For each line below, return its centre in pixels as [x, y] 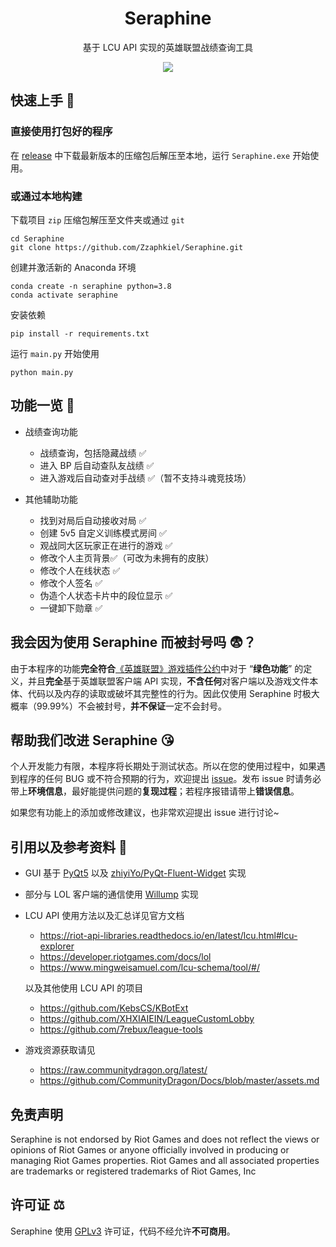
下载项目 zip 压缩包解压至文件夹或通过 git [97, 219]
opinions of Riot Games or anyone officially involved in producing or [150, 1149]
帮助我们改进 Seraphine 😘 [92, 740]
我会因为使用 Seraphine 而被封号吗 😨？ [133, 642]
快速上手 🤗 [42, 100]
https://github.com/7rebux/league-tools [121, 1029]
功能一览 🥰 [42, 405]
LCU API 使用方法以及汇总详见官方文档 [104, 916]
